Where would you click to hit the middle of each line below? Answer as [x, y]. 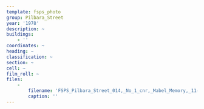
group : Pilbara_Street [35, 18]
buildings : [20, 35]
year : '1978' [23, 23]
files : [15, 79]
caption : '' [43, 96]
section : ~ [20, 62]
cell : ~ [16, 68]
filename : [40, 91]
